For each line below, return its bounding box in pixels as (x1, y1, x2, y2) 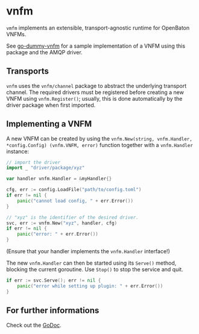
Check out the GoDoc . (6, 321, 62, 329)
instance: (6, 148, 30, 155)
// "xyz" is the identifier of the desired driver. (6, 214, 139, 221)
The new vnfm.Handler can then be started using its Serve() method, (6, 259, 177, 266)
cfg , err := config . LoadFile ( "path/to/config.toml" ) (6, 187, 142, 193)
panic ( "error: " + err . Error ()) (17, 231, 98, 238)
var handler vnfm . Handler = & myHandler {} (6, 176, 112, 182)
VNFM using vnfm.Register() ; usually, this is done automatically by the (6, 95, 183, 102)
